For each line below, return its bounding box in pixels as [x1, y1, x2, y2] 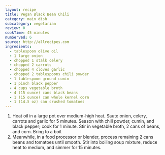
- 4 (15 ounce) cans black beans [9, 90, 78, 95]
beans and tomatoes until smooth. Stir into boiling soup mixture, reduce [12, 139, 158, 145]
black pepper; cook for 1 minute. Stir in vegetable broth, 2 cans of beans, [12, 123, 161, 129]
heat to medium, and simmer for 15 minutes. [12, 145, 102, 151]
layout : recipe [5, 7, 36, 12]
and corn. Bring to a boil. [12, 129, 63, 135]
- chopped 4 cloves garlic [9, 67, 65, 72]
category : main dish [5, 16, 48, 21]
